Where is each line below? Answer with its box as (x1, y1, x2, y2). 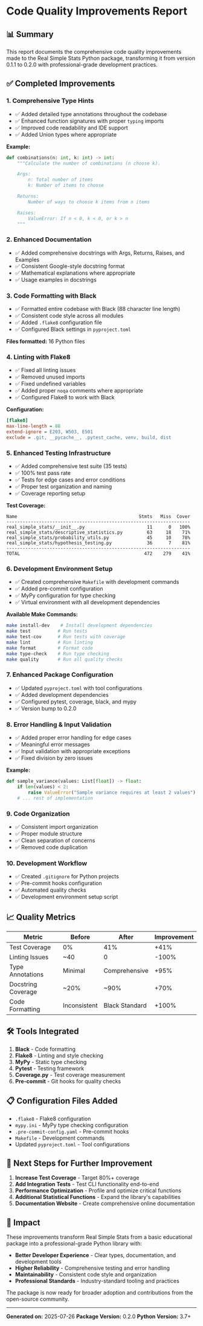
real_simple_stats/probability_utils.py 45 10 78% (6, 535, 190, 541)
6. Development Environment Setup (6, 564, 113, 573)
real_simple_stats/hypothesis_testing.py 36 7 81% (6, 540, 190, 546)
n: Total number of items (28, 177, 94, 183)
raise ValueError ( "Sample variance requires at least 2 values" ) (28, 789, 196, 795)
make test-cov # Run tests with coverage (6, 634, 126, 640)
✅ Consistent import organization (14, 823, 98, 830)
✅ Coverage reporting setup (14, 490, 86, 497)
